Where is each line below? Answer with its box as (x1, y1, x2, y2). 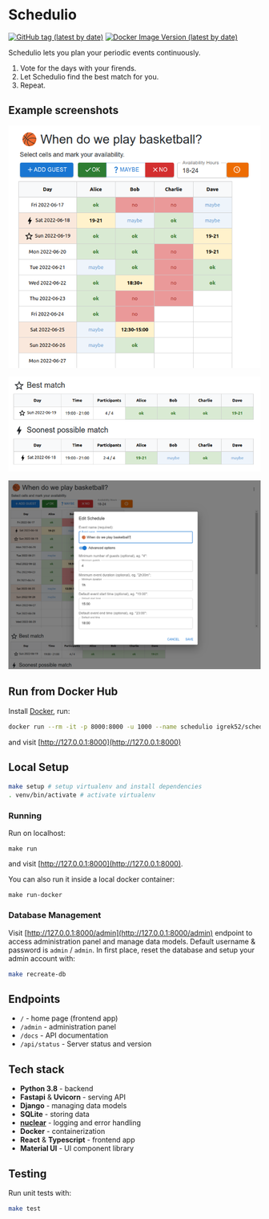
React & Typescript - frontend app (19, 1135, 135, 1145)
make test (8, 1205, 42, 1213)
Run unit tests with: (8, 1188, 72, 1198)
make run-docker (8, 891, 62, 899)
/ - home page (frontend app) (19, 1013, 118, 1023)
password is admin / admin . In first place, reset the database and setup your (8, 945, 255, 955)
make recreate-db (8, 970, 66, 978)
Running (8, 810, 42, 821)
